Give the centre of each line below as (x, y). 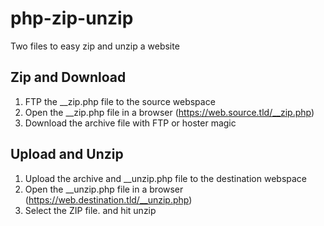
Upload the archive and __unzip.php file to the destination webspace (166, 178)
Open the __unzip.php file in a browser (104, 189)
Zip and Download (68, 77)
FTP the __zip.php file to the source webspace (120, 101)
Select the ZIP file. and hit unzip (90, 210)
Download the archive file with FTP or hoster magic (130, 123)
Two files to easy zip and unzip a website (95, 46)
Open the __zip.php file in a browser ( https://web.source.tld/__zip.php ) (169, 112)
